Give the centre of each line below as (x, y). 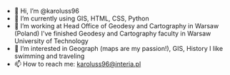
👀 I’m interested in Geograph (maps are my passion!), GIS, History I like (119, 48)
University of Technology (51, 41)
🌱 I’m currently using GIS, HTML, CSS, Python (82, 18)
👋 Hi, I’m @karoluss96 (47, 11)
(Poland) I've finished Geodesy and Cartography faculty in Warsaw (112, 33)
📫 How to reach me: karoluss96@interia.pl (77, 64)
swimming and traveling (49, 56)
